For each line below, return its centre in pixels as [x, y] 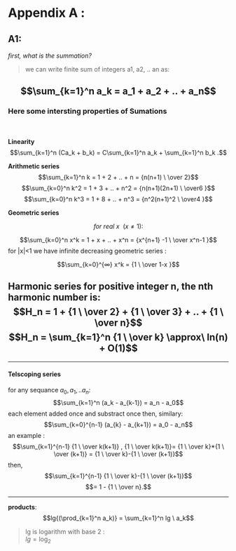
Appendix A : [47, 13]
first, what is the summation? [50, 55]
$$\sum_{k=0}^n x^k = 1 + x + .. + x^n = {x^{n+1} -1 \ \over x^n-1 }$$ [118, 239]
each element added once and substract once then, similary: [96, 413]
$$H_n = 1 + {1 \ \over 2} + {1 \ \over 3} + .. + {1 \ [118, 312]
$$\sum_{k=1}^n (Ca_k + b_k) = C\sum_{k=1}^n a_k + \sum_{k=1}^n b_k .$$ [118, 152]
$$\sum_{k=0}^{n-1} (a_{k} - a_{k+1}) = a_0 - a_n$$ [118, 424]
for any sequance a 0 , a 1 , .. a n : [49, 391]
